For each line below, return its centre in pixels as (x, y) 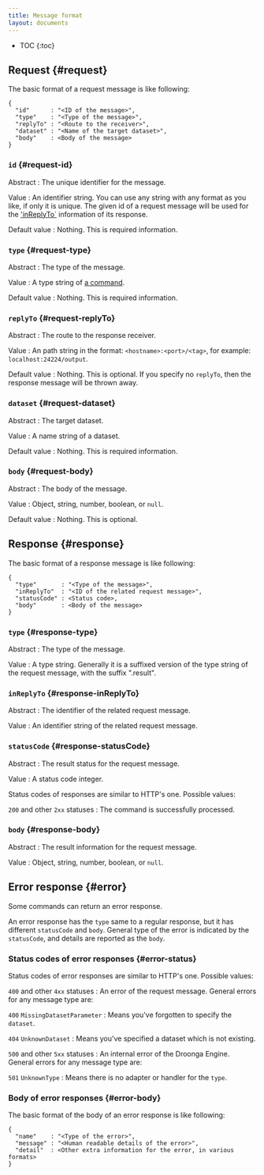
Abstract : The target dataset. (56, 420)
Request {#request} (58, 70)
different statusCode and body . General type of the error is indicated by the (129, 929)
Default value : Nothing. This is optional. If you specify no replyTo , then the (130, 374)
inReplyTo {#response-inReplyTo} (74, 693)
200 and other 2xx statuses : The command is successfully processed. (121, 809)
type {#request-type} (50, 250)
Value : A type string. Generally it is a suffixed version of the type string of (128, 664)
